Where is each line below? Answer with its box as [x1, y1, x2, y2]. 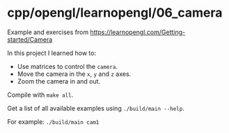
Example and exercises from [7, 28, 89, 36]
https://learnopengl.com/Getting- [90, 28, 186, 36]
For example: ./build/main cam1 [7, 117, 100, 126]
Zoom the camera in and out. [17, 77, 101, 85]
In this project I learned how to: [7, 49, 96, 57]
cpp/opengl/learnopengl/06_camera [7, 5, 223, 21]
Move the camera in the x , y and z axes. [17, 70, 132, 78]
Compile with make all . [7, 91, 74, 99]
